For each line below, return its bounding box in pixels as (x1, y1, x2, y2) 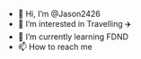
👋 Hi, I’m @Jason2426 (17, 9, 101, 19)
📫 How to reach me (17, 41, 93, 52)
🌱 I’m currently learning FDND (17, 31, 128, 42)
